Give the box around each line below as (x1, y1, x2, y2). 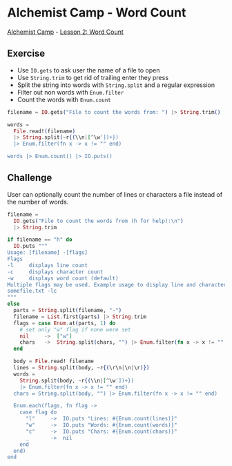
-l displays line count (7, 262, 88, 269)
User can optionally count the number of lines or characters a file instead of (7, 190, 223, 198)
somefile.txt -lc (7, 288, 57, 295)
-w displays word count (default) (7, 275, 119, 282)
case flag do (19, 409, 57, 416)
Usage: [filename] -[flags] (7, 249, 88, 256)
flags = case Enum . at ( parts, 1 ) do (13, 320, 116, 327)
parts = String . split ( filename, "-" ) (13, 307, 122, 314)
